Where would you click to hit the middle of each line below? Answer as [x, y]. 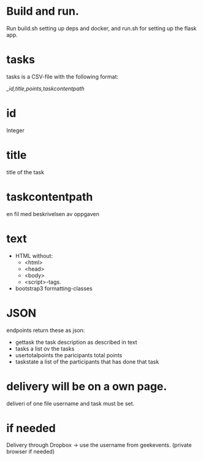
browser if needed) [31, 452]
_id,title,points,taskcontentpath [45, 88]
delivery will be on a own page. [87, 386]
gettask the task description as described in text [76, 342]
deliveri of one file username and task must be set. [71, 403]
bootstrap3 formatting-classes [54, 288]
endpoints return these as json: [46, 330]
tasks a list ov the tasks [45, 349]
